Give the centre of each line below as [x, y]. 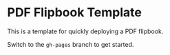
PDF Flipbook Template [75, 13]
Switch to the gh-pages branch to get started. [71, 44]
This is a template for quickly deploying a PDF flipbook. [85, 31]
